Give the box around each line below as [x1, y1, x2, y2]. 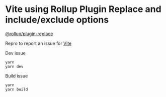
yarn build [5, 86, 28, 92]
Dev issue [5, 50, 26, 56]
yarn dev [5, 64, 24, 69]
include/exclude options [5, 14, 109, 25]
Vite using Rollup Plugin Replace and [5, 3, 162, 15]
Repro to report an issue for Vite [5, 40, 72, 46]
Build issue [5, 72, 28, 78]
